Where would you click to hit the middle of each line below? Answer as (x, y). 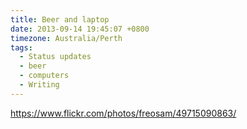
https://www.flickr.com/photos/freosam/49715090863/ (123, 113)
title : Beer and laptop (60, 19)
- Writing (39, 85)
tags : (21, 47)
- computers (44, 76)
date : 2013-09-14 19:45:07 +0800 (80, 29)
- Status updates (55, 57)
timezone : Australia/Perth (66, 38)
